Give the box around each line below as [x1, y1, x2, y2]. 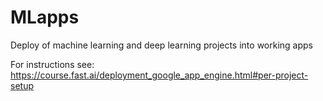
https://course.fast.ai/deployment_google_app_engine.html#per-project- [10, 69, 309, 81]
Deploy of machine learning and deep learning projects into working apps [10, 39, 313, 51]
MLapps [10, 6, 80, 29]
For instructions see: [10, 58, 95, 70]
